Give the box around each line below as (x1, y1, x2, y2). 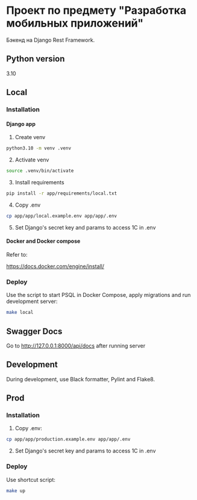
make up (6, 487, 26, 494)
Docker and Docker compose (6, 237, 81, 245)
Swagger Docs (6, 326, 63, 336)
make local (6, 310, 34, 316)
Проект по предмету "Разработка (6, 4, 187, 17)
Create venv (14, 134, 46, 141)
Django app (6, 120, 36, 127)
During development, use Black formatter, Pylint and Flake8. (6, 375, 155, 383)
